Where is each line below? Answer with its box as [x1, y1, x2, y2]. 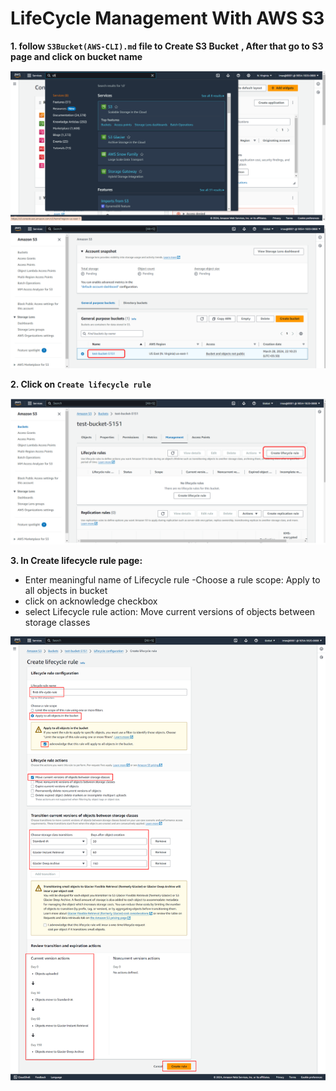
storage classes [24, 617, 91, 629]
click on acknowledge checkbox [24, 595, 158, 607]
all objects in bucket [24, 585, 108, 597]
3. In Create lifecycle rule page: [10, 555, 143, 567]
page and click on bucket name [10, 50, 143, 62]
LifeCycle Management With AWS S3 [10, 7, 325, 30]
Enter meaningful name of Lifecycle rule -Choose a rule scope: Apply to [24, 574, 321, 586]
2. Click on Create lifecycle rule [10, 378, 152, 390]
